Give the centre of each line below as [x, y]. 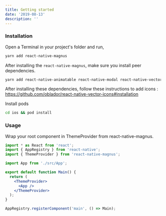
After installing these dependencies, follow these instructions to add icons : [82, 89]
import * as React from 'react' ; [40, 145]
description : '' [22, 19]
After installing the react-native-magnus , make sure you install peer [73, 65]
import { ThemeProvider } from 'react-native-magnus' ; [63, 154]
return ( [19, 177]
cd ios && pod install [28, 113]
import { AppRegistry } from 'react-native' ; [53, 150]
